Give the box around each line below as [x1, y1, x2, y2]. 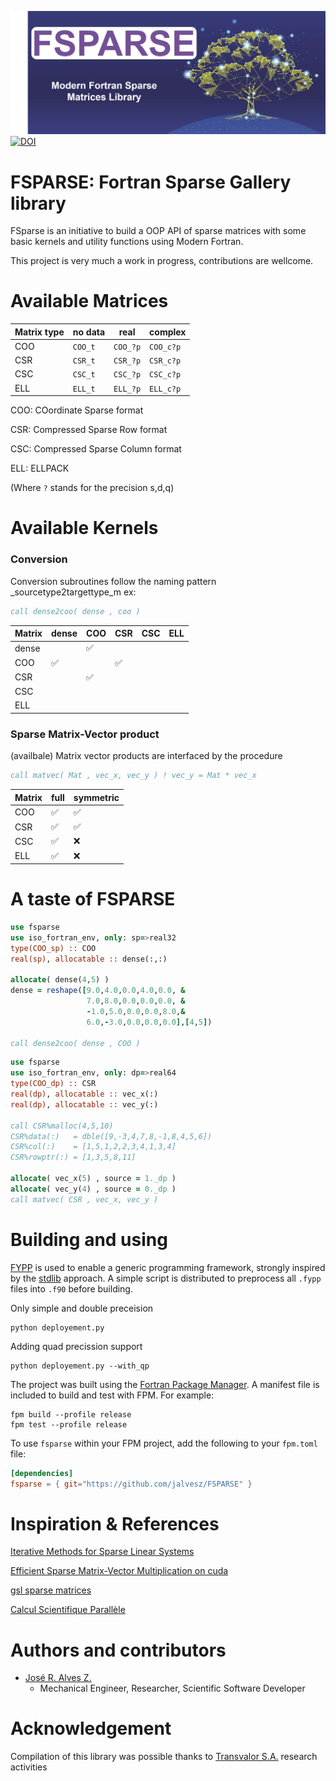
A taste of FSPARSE [10, 888, 176, 911]
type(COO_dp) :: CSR [10, 1079, 97, 1089]
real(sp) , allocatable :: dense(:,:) [10, 954, 168, 964]
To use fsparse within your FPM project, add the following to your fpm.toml [10, 1437, 318, 1449]
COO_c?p [149, 342, 182, 352]
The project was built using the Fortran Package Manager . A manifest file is [10, 1378, 320, 1390]
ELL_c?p [149, 384, 182, 394]
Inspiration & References [10, 1512, 220, 1535]
